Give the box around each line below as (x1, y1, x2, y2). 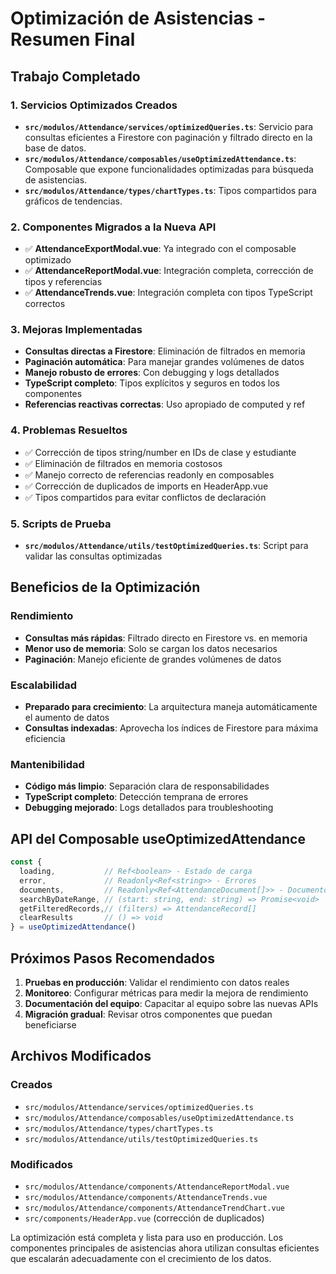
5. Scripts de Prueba (10, 517, 112, 531)
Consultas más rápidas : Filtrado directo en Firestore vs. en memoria (24, 632, 308, 644)
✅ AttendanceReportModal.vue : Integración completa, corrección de (24, 265, 314, 277)
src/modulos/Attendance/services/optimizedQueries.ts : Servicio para (24, 120, 314, 132)
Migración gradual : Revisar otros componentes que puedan (24, 1008, 273, 1020)
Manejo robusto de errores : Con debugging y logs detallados (24, 367, 280, 379)
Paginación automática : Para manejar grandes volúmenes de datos (24, 356, 305, 368)
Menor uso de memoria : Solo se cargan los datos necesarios (24, 642, 278, 654)
